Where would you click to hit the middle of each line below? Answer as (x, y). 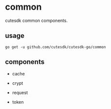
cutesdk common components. (36, 20)
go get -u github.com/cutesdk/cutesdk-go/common (55, 47)
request (20, 92)
